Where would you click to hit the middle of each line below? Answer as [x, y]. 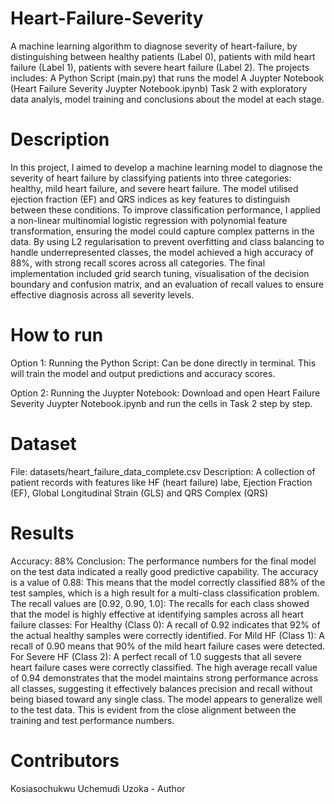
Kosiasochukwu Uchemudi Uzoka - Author [98, 788]
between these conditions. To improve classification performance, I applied [165, 209]
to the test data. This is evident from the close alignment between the [153, 709]
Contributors [65, 760]
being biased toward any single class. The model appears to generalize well [166, 699]
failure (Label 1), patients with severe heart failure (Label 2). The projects [160, 67]
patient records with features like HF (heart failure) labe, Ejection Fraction [161, 482]
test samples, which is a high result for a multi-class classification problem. [165, 593]
